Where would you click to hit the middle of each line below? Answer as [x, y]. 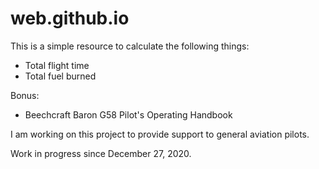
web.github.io [70, 18]
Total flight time [57, 65]
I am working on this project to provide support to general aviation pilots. [160, 134]
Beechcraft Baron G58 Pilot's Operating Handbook [128, 114]
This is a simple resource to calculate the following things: [130, 46]
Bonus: [25, 95]
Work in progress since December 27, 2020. [101, 153]
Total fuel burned [60, 76]
